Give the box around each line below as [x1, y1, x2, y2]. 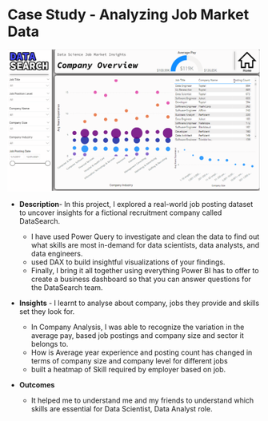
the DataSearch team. [30, 282, 103, 292]
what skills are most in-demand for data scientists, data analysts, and [30, 240, 260, 249]
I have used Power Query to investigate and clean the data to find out [30, 232, 260, 241]
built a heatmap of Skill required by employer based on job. [30, 364, 226, 374]
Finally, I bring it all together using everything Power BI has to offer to [30, 265, 259, 275]
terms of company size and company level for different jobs [30, 355, 229, 365]
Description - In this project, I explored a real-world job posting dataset [18, 199, 254, 209]
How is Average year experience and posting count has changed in [30, 348, 253, 357]
